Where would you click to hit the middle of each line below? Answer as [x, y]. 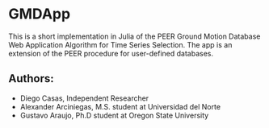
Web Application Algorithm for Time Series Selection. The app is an [120, 44]
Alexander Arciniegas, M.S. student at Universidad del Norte [120, 106]
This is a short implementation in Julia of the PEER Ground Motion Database [134, 36]
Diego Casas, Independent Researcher [84, 98]
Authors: [31, 78]
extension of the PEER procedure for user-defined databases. [111, 53]
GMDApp [40, 14]
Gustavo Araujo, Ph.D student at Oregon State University [114, 115]
